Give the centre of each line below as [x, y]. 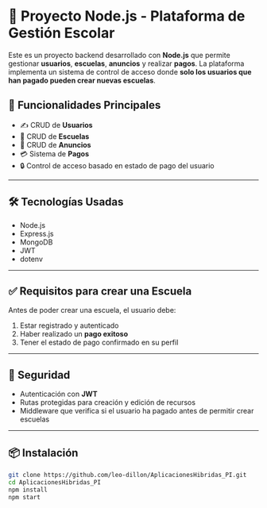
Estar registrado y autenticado [69, 325]
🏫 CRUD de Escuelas [54, 136]
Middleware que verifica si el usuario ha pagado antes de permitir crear [137, 411]
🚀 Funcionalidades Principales [85, 105]
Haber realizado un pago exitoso [74, 334]
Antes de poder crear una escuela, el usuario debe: [92, 310]
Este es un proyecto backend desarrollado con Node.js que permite [119, 55]
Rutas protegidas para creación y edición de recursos [108, 402]
